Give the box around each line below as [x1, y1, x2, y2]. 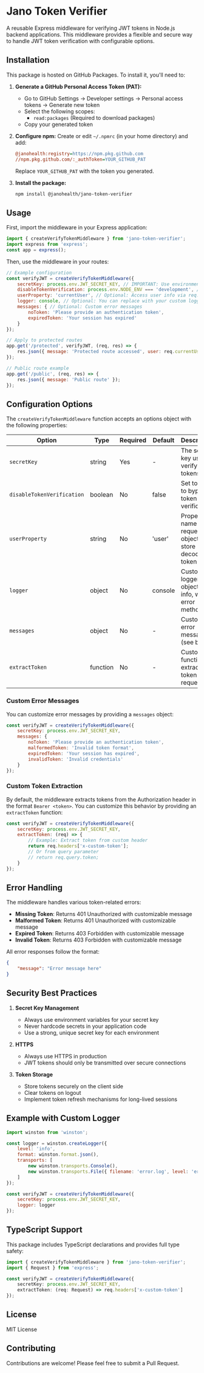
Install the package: [15, 179, 67, 186]
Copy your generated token [24, 121, 93, 128]
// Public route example [6, 365, 69, 371]
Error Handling [6, 882, 63, 893]
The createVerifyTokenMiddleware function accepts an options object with [6, 415, 192, 422]
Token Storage [15, 1071, 53, 1078]
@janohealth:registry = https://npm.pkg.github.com [15, 150, 144, 156]
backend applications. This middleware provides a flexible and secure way [6, 30, 193, 38]
